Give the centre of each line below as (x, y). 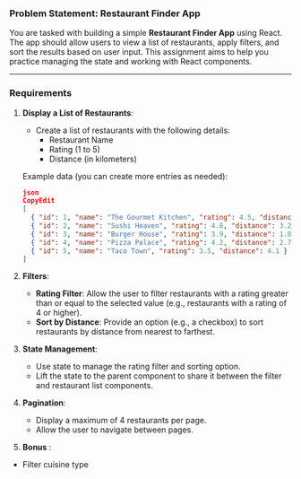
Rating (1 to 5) (74, 149)
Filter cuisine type (56, 465)
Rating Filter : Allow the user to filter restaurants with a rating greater (162, 293)
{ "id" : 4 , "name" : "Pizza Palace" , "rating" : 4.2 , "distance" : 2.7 (161, 242)
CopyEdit (39, 201)
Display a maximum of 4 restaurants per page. (121, 421)
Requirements (41, 93)
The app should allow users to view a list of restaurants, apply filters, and (144, 42)
